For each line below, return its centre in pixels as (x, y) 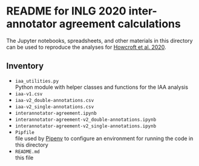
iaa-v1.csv (29, 94)
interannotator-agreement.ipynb (56, 113)
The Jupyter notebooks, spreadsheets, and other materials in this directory (99, 40)
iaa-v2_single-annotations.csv (54, 107)
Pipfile (24, 132)
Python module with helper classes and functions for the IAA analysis (102, 87)
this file (24, 158)
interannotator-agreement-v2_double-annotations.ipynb (86, 120)
